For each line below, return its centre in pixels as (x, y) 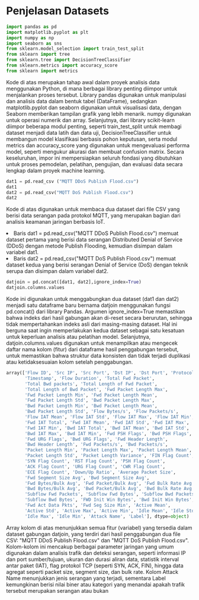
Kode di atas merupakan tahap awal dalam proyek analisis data (83, 82)
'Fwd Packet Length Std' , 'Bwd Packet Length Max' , (90, 401)
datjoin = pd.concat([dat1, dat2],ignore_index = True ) (74, 282)
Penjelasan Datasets (58, 11)
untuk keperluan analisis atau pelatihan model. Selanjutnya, (78, 337)
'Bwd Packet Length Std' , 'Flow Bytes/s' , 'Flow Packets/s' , (102, 412)
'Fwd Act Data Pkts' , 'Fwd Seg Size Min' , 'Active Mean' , (97, 506)
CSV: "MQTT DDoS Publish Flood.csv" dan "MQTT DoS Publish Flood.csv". (98, 540)
